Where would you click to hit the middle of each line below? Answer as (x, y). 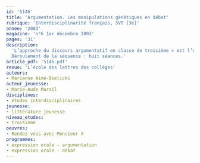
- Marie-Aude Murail (32, 90)
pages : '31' (21, 39)
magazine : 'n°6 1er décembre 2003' (50, 34)
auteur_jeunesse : (28, 84)
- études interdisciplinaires (44, 100)
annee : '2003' (24, 28)
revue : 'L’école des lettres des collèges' (61, 67)
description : (22, 45)
